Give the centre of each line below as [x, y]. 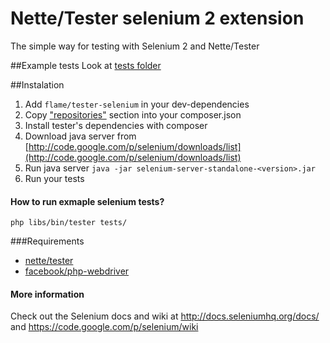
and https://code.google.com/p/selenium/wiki [104, 327]
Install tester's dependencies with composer [116, 125]
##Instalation [37, 84]
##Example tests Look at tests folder [86, 65]
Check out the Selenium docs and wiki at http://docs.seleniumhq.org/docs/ [165, 316]
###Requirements [47, 241]
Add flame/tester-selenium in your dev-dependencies [137, 104]
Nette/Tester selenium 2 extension [157, 18]
